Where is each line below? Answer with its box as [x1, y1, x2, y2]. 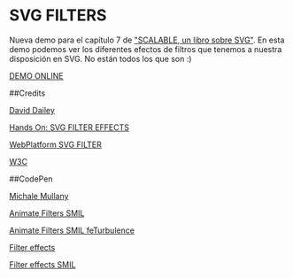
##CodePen [9, 174, 53, 184]
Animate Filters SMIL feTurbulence [9, 225, 135, 236]
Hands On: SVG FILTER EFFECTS [9, 121, 130, 133]
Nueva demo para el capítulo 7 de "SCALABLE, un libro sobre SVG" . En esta [9, 35, 285, 45]
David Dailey [9, 104, 56, 115]
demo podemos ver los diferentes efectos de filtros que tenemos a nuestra [9, 43, 282, 54]
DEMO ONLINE [9, 70, 64, 81]
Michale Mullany [9, 190, 69, 201]
